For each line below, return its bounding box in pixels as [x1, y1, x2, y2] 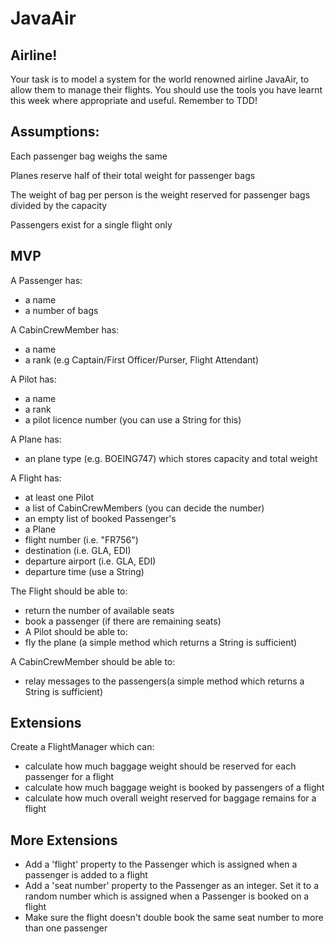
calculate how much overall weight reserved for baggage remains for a [24, 792, 317, 804]
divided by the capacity [10, 199, 108, 211]
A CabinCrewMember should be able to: [10, 655, 176, 667]
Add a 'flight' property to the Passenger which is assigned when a [24, 858, 298, 871]
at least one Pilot [24, 491, 95, 503]
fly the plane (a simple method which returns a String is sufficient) [24, 636, 298, 648]
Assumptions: [10, 123, 100, 141]
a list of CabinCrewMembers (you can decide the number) [24, 502, 265, 514]
